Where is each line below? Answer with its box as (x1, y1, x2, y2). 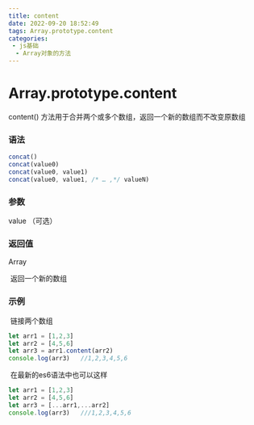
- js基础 (11, 42, 39, 50)
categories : (8, 34, 48, 43)
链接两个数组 (10, 316, 53, 326)
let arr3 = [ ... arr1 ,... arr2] (8, 401, 110, 409)
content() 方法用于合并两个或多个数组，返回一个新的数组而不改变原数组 (8, 112, 246, 121)
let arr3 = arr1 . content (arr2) (8, 347, 114, 356)
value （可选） (8, 216, 57, 226)
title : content (8, 11, 60, 20)
